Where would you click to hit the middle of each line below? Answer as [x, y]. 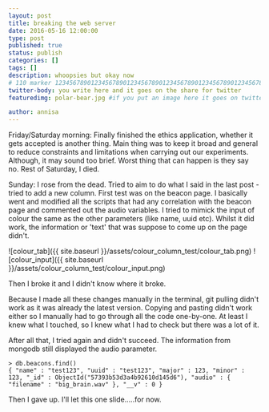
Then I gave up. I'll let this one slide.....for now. [85, 400]
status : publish [35, 53]
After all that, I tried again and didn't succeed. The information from [119, 341]
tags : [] [23, 68]
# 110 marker [30, 83]
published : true [35, 46]
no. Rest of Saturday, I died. [54, 169]
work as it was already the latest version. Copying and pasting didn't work [130, 308]
